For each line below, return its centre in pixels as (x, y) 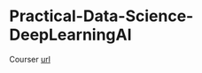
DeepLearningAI (70, 35)
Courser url (30, 59)
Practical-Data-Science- (101, 16)
